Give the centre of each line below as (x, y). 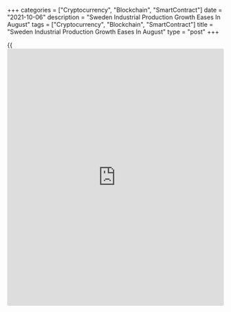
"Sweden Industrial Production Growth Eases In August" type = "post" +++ (113, 32)
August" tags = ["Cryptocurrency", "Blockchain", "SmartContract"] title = (110, 24)
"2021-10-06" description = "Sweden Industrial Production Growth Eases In (114, 17)
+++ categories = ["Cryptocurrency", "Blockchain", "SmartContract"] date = (115, 10)
